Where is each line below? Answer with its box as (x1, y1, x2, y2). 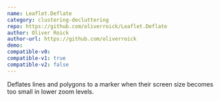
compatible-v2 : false (7, 61, 69, 68)
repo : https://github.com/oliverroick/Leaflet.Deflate (7, 23, 168, 30)
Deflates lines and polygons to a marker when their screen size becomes (7, 80, 214, 88)
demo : (7, 42, 23, 49)
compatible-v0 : (7, 49, 51, 56)
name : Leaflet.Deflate (7, 10, 72, 17)
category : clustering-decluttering (7, 16, 109, 23)
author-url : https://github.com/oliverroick (7, 36, 137, 43)
